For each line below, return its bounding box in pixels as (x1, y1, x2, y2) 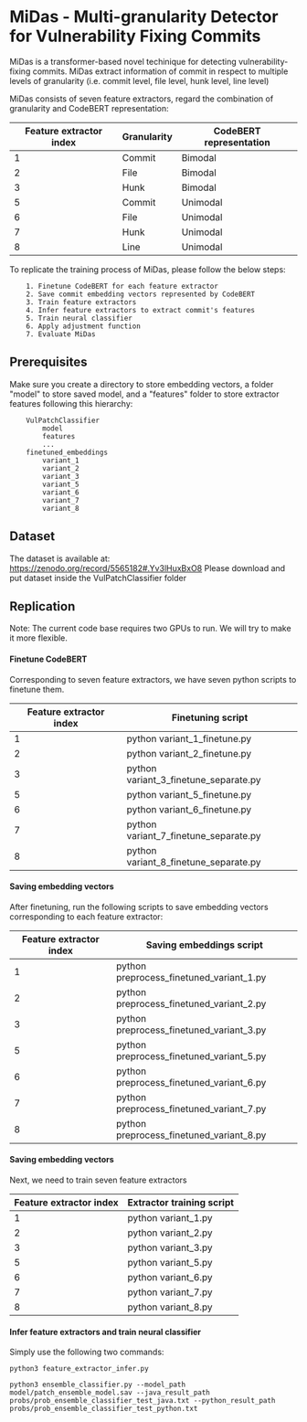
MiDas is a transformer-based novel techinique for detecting (9, 56, 237, 67)
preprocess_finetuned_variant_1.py (115, 971, 267, 983)
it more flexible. (9, 632, 69, 643)
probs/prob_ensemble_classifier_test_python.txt (9, 1405, 198, 1414)
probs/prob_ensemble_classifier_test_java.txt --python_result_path (9, 1396, 276, 1406)
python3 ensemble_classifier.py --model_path (9, 1380, 185, 1390)
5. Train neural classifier (26, 313, 132, 323)
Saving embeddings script (145, 939, 263, 951)
